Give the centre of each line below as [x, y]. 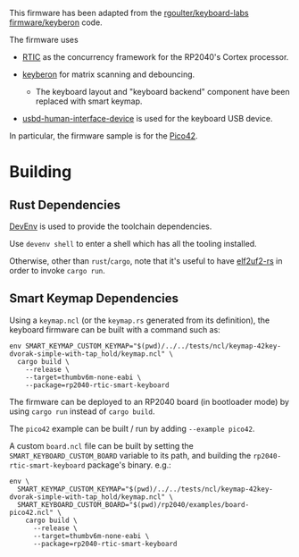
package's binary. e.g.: [129, 465]
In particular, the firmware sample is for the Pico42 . [104, 136]
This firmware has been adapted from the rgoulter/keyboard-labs [129, 13]
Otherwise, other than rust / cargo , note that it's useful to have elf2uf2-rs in [146, 261]
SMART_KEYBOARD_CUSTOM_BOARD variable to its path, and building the [130, 455]
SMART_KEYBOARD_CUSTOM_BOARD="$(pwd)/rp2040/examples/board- [133, 504]
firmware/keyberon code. [56, 22]
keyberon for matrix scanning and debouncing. [108, 74]
